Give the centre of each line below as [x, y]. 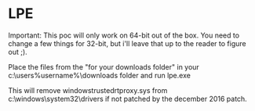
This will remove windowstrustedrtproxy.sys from [88, 90]
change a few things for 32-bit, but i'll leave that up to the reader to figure [127, 43]
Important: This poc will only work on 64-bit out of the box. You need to [124, 35]
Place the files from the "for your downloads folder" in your [104, 66]
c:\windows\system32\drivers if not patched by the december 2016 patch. [127, 98]
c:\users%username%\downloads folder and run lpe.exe [99, 75]
